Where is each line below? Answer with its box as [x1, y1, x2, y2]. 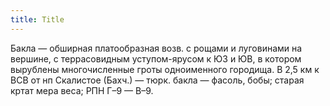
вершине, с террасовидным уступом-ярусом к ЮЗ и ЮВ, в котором [10, 52, 302, 65]
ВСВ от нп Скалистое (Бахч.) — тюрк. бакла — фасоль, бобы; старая [10, 74, 305, 86]
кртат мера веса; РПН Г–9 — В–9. [10, 84, 154, 96]
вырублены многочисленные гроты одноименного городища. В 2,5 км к [10, 63, 320, 75]
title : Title [10, 14, 65, 25]
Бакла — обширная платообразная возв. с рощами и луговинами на [10, 42, 303, 54]
